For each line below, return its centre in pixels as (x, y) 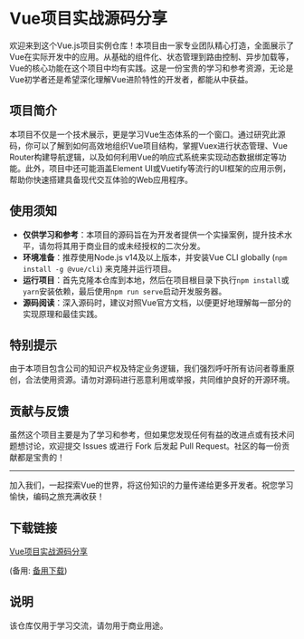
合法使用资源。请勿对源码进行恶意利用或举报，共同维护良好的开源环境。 (160, 380)
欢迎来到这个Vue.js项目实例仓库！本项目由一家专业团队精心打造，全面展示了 (152, 45)
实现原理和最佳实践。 (62, 314)
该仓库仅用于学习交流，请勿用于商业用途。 (89, 625)
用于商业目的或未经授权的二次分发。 (138, 246)
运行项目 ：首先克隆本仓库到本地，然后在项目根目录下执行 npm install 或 (156, 280)
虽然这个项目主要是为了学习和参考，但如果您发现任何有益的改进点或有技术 (148, 435)
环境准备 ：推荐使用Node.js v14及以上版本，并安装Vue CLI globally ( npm (155, 257)
